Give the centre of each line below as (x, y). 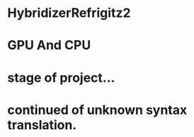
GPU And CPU (49, 46)
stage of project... (61, 77)
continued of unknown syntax (97, 110)
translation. (42, 125)
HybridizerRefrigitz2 (69, 13)
